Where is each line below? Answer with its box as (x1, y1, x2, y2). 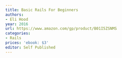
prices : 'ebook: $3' (5, 40, 49, 45)
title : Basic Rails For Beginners (5, 7, 79, 13)
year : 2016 (5, 21, 28, 27)
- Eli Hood (5, 17, 28, 22)
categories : (5, 31, 30, 36)
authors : (5, 12, 24, 17)
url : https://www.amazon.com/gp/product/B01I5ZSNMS (5, 26, 117, 31)
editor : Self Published (5, 45, 56, 50)
